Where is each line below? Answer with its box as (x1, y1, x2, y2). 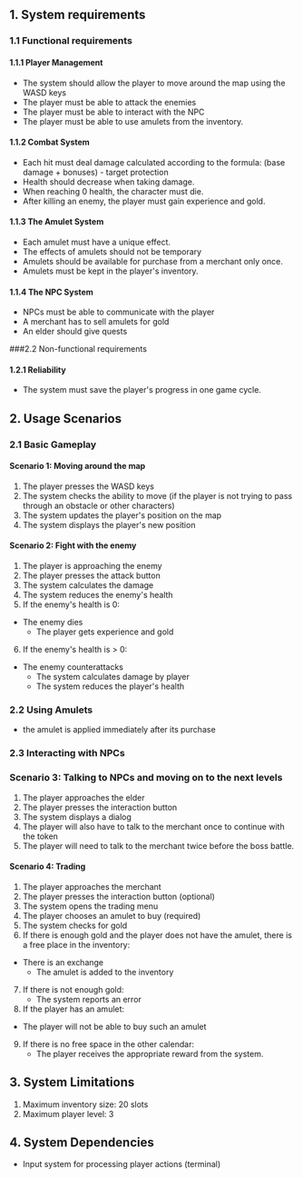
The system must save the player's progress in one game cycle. (22, 384, 261, 395)
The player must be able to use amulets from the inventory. (22, 115, 243, 126)
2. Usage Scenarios (9, 411, 122, 426)
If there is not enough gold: (22, 983, 124, 994)
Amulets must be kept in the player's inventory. (22, 265, 199, 276)
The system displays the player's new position (22, 519, 196, 530)
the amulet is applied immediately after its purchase (22, 724, 216, 735)
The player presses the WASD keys (22, 481, 154, 492)
